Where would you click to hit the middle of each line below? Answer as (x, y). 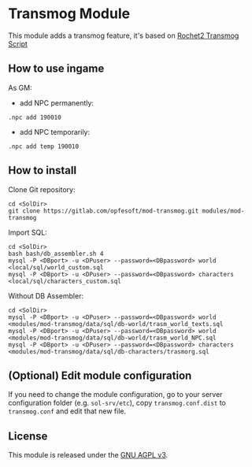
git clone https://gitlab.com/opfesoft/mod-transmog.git (104, 211)
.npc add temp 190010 (44, 146)
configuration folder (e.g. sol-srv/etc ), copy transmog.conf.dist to (117, 403)
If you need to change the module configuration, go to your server (115, 395)
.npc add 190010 (35, 117)
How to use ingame (56, 69)
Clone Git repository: (42, 189)
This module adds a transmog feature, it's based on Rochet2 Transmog (124, 35)
